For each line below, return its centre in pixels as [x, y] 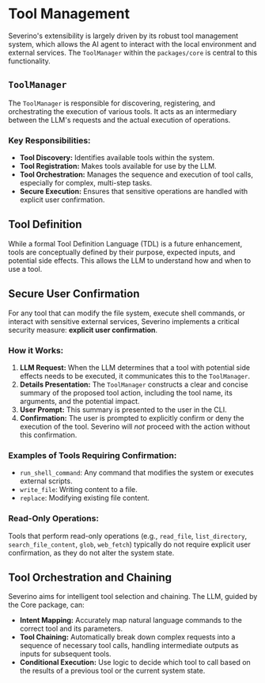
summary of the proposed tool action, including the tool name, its [126, 392]
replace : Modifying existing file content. [85, 498]
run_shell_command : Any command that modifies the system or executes [137, 473]
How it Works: [36, 350]
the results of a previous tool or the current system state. [112, 671]
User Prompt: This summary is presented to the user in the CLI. [123, 410]
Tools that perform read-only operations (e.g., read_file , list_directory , [128, 536]
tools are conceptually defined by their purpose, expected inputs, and [122, 252]
